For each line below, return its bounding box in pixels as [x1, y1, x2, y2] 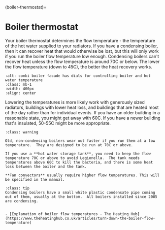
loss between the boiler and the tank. [5, 164, 87, 169]
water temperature [5, 77, 43, 83]
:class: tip [5, 186, 30, 191]
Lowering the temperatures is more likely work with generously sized [5, 99, 145, 105]
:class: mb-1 [5, 82, 32, 87]
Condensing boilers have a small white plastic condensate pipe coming [5, 190, 155, 195]
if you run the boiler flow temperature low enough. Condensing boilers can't [5, 53, 159, 59]
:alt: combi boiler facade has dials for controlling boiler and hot [5, 73, 151, 78]
